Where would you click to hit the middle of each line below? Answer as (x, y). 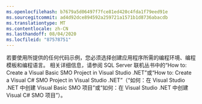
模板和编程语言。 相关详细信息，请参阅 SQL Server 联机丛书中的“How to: (96, 65)
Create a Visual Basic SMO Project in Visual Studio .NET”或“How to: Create (99, 72)
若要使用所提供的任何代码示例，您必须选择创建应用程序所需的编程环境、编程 (101, 57)
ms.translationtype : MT (36, 23)
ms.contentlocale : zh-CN (37, 29)
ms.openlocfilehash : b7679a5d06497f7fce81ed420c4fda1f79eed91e (87, 12)
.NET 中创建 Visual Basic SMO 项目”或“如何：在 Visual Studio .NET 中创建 (97, 87)
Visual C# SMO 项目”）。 (36, 95)
